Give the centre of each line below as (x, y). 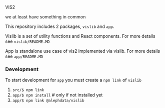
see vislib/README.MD (27, 41)
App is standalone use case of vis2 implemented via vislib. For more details (83, 51)
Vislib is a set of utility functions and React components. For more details (80, 36)
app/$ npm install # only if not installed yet (57, 95)
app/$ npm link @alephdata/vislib (48, 101)
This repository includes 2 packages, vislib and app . (60, 26)
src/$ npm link (28, 90)
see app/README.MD (24, 56)
